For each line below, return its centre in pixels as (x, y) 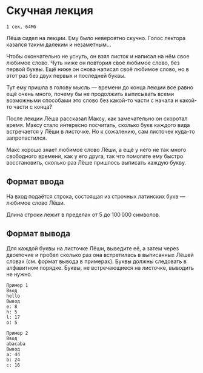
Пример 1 (17, 285)
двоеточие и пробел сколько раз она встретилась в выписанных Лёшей (100, 255)
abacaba (16, 344)
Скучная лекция (50, 11)
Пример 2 (17, 333)
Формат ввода (35, 182)
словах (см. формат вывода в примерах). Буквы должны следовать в (96, 261)
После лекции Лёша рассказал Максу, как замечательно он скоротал (97, 118)
